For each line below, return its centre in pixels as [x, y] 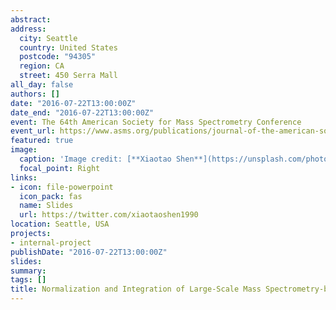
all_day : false [42, 85]
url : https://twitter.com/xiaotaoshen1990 [109, 215]
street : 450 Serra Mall [68, 76]
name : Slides [46, 206]
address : [28, 29]
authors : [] [35, 94]
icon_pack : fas [51, 196]
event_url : [33, 131]
